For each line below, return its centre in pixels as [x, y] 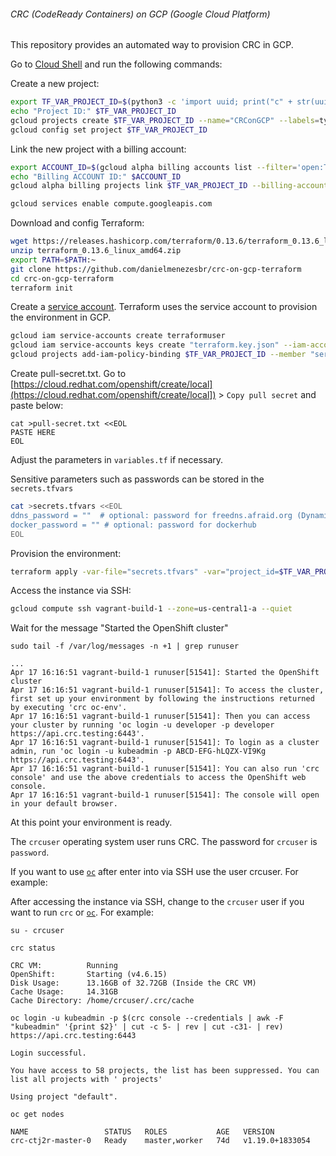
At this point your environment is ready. [91, 822]
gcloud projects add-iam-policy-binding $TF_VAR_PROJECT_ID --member [158, 355]
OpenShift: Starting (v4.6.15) [89, 975]
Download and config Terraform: [77, 223]
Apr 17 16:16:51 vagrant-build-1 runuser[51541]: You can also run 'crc [165, 769]
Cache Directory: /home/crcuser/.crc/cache [102, 1001]
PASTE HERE [33, 433]
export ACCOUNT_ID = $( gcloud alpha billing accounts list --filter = [154, 167]
